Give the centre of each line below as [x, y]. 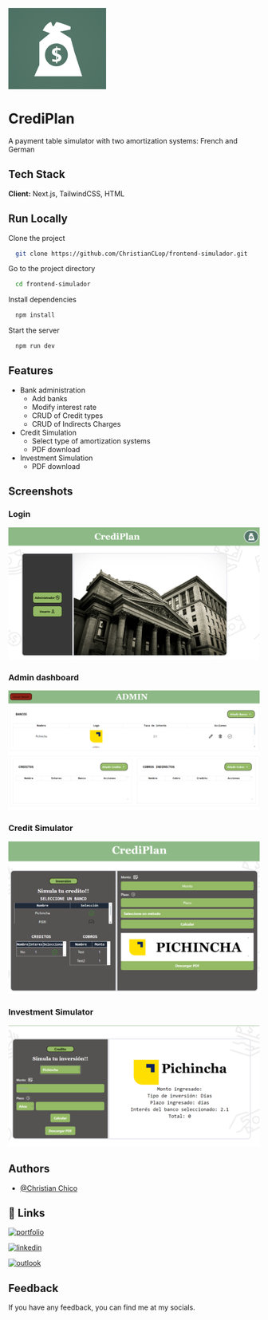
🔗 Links [27, 1213]
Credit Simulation [48, 432]
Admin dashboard [44, 677]
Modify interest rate [64, 407]
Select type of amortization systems [91, 441]
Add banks [49, 398]
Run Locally [38, 219]
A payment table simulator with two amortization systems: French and [123, 140]
